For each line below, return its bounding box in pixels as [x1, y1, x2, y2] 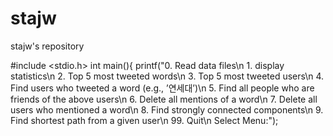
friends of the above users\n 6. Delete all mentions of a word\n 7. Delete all [10, 93, 318, 105]
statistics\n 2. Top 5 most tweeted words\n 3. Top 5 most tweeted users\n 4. [10, 70, 325, 82]
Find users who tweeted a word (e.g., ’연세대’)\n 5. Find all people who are [10, 82, 315, 94]
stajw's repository [10, 40, 85, 52]
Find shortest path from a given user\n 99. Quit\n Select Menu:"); [10, 114, 279, 126]
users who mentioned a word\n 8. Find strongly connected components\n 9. [10, 103, 324, 116]
